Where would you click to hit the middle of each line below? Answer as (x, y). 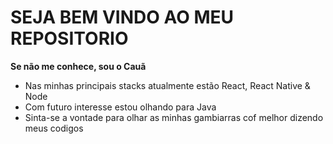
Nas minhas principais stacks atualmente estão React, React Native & (167, 85)
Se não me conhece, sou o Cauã (78, 66)
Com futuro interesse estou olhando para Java (120, 107)
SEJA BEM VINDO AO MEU (122, 17)
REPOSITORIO (69, 38)
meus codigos (54, 128)
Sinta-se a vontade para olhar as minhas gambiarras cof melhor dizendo (174, 117)
